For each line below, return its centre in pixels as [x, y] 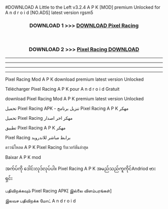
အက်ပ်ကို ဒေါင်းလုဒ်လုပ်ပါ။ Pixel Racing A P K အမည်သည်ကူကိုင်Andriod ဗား [80, 168]
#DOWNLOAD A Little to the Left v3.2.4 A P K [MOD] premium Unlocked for [83, 7]
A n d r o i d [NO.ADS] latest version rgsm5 [49, 13]
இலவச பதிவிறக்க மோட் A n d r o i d [40, 200]
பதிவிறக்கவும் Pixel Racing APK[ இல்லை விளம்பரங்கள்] [58, 190]
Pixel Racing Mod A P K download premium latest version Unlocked [74, 79]
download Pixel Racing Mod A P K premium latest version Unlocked [74, 98]
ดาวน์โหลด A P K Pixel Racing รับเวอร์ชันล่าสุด [47, 147]
